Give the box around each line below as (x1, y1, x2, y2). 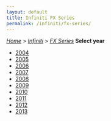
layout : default (6, 9, 48, 15)
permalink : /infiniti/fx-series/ (6, 20, 91, 26)
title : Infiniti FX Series (6, 15, 75, 21)
